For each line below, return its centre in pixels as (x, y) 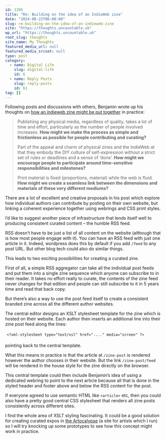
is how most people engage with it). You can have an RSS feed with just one (83, 238)
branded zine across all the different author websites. (60, 304)
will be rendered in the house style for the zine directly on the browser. (77, 366)
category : (15, 61)
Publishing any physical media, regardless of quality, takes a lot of (85, 122)
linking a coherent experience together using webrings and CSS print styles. (83, 208)
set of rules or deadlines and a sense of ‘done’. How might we (81, 158)
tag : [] (13, 93)
